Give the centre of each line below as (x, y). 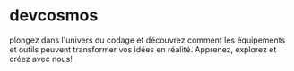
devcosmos (54, 16)
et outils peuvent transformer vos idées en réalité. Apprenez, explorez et (143, 49)
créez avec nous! (41, 59)
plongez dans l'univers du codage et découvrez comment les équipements (147, 40)
